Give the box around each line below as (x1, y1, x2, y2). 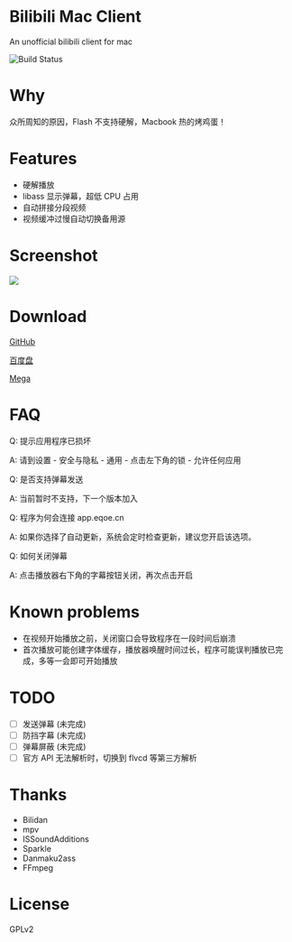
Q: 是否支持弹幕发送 (9, 474, 84, 485)
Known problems (9, 602, 140, 622)
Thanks (9, 784, 68, 805)
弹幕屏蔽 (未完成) (22, 741, 87, 752)
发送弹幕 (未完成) (22, 718, 87, 729)
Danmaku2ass (22, 853, 77, 863)
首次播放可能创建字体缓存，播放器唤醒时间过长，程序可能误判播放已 (22, 643, 276, 655)
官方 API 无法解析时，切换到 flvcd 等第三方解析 (22, 752, 197, 763)
